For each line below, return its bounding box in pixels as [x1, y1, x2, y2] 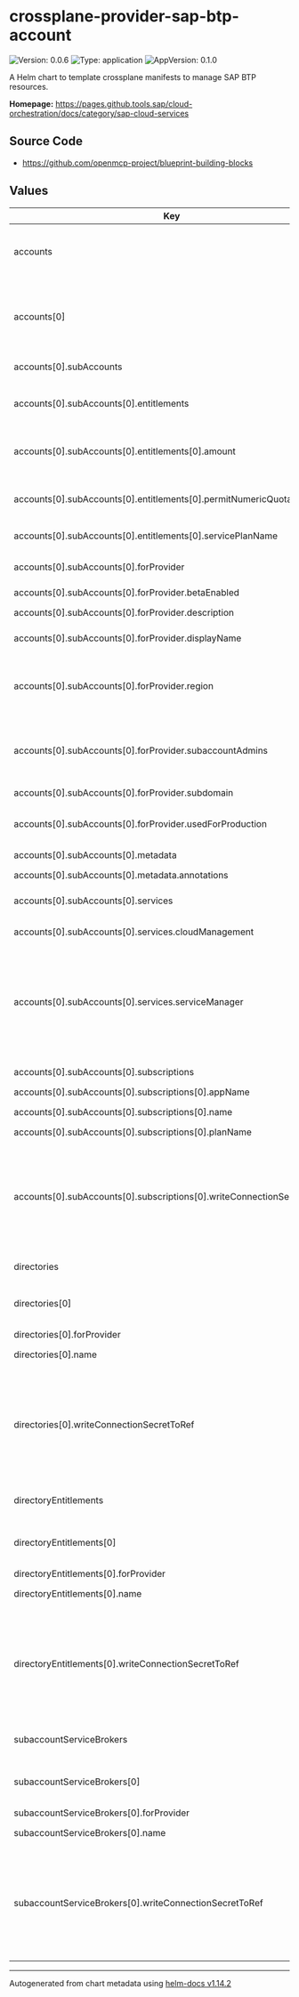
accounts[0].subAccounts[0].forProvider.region [13, 679, 214, 691]
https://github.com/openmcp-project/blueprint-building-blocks [21, 158, 254, 168]
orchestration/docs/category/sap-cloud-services [9, 108, 190, 118]
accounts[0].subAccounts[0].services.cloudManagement [13, 926, 255, 938]
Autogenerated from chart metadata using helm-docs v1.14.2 [9, 1977, 231, 1988]
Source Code [9, 133, 83, 149]
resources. [9, 81, 49, 92]
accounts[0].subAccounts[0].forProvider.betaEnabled [13, 586, 240, 598]
